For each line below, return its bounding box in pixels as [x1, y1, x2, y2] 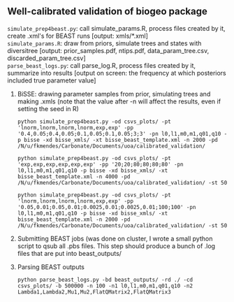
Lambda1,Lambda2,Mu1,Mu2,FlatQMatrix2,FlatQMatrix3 [17, 288, 171, 296]
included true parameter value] [7, 76, 96, 85]
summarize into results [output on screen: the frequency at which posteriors [7, 69, 227, 77]
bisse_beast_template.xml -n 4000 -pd [17, 173, 131, 180]
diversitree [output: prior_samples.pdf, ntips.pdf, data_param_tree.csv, [7, 46, 210, 55]
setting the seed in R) [17, 104, 79, 113]
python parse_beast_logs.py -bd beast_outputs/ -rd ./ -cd [17, 276, 193, 283]
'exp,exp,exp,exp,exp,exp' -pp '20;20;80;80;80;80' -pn [17, 161, 184, 168]
